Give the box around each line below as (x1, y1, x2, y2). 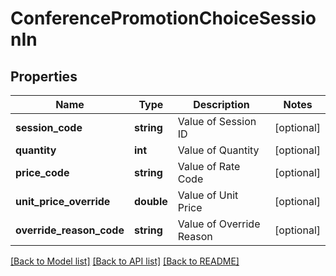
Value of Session (177, 115, 257, 128)
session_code (15, 121, 83, 134)
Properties (10, 68, 78, 85)
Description (193, 98, 250, 111)
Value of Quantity (177, 143, 260, 157)
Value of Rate (177, 160, 241, 173)
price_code (15, 166, 70, 179)
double (133, 195, 168, 208)
